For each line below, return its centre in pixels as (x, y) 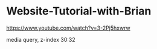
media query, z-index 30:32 (41, 39)
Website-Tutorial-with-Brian (79, 11)
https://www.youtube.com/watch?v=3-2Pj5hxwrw (69, 28)
